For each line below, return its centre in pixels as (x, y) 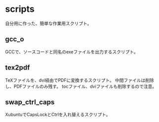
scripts (20, 9)
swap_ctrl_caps (30, 102)
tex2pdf (18, 68)
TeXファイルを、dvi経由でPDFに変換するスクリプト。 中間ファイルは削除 (80, 80)
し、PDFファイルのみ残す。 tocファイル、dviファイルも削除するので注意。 (81, 86)
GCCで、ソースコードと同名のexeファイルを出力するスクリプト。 (72, 52)
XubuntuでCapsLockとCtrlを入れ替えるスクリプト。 (58, 115)
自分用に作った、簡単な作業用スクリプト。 (48, 23)
